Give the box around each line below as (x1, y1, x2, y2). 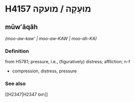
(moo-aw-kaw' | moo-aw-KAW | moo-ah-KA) (5, 35, 97, 41)
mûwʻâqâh (5, 23, 38, 31)
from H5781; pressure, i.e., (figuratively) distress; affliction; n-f (5, 59, 131, 65)
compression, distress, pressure (12, 68, 77, 74)
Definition (5, 48, 29, 54)
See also (5, 80, 26, 87)
